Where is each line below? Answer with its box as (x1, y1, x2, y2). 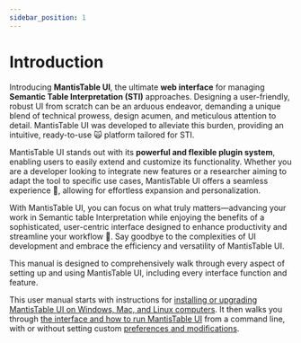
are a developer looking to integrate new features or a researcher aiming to (9, 165, 288, 176)
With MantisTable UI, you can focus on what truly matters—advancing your (9, 202, 287, 213)
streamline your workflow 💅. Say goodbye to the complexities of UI (9, 231, 256, 242)
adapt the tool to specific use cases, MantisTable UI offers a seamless (9, 175, 269, 186)
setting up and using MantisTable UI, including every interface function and (9, 267, 288, 278)
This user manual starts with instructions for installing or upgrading (9, 294, 258, 305)
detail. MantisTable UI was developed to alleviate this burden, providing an (9, 119, 285, 130)
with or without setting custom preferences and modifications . (9, 322, 240, 333)
